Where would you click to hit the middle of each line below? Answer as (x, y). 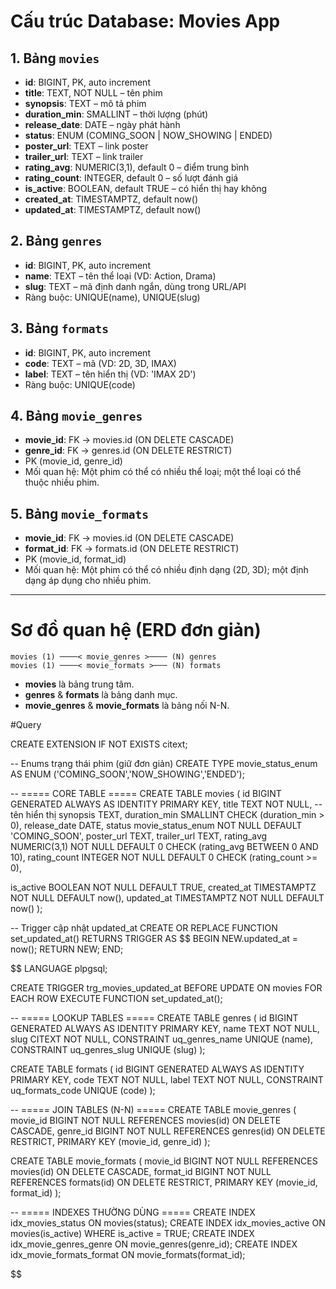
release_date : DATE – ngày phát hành (102, 124)
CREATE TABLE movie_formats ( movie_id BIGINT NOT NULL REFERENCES (164, 1161)
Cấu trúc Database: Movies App (145, 21)
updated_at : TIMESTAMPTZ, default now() (113, 209)
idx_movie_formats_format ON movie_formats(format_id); (128, 1255)
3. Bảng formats (60, 328)
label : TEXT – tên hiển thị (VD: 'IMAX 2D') (110, 374)
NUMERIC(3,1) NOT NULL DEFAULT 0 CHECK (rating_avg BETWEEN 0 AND (164, 847)
